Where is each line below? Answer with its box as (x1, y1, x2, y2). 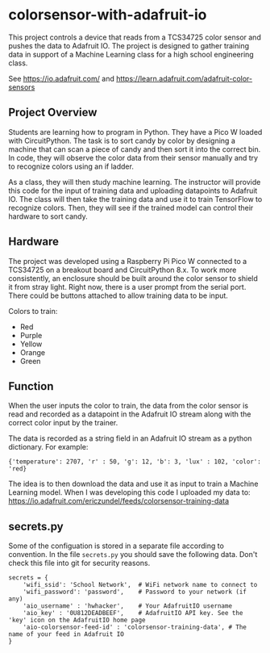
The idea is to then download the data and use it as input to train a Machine (8, 479, 259, 489)
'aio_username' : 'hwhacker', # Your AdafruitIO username (23, 602, 232, 610)
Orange (19, 347, 46, 357)
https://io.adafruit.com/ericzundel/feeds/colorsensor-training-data (8, 496, 230, 506)
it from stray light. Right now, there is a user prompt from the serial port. (8, 282, 247, 291)
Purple (19, 330, 43, 340)
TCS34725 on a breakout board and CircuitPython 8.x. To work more (8, 265, 237, 274)
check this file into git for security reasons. (8, 559, 151, 568)
